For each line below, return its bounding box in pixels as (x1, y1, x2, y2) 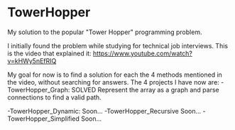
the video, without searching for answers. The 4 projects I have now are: (7, 77, 220, 86)
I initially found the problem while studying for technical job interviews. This (7, 41, 229, 50)
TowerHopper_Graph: (7, 85, 70, 94)
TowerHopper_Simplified (7, 114, 80, 123)
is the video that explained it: (7, 49, 92, 58)
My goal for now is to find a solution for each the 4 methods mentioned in (7, 70, 222, 79)
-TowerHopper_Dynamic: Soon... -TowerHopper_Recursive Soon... (7, 107, 202, 115)
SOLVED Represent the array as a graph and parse (71, 85, 219, 94)
